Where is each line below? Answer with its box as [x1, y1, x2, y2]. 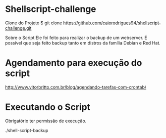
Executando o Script [5, 101, 91, 113]
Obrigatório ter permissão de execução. [5, 118, 87, 124]
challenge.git [5, 25, 32, 31]
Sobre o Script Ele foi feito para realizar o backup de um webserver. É [5, 35, 148, 41]
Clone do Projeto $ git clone [5, 20, 62, 26]
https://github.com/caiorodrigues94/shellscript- [63, 20, 161, 26]
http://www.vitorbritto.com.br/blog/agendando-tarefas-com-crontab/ [5, 84, 147, 90]
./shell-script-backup [5, 127, 49, 133]
